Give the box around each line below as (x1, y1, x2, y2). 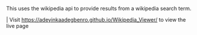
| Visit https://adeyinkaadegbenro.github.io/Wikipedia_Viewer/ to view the (6, 16, 186, 23)
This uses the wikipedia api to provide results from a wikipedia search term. (6, 5, 192, 12)
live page (6, 23, 29, 29)
